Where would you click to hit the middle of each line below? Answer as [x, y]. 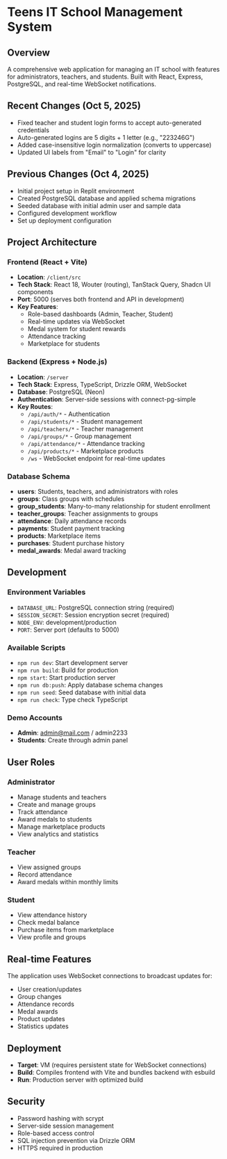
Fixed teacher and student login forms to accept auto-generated [109, 122]
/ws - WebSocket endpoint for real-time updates [96, 458]
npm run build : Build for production [68, 670]
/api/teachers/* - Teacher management [85, 429]
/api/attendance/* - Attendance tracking [86, 443]
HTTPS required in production [60, 1148]
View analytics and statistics [58, 834]
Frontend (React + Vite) [48, 262]
